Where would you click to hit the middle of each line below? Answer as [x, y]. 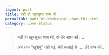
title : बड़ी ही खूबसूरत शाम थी [31, 14]
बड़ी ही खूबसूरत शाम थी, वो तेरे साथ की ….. [51, 37]
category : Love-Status [28, 23]
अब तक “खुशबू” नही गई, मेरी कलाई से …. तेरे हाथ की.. [61, 47]
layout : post [19, 10]
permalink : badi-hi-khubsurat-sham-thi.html [52, 19]
